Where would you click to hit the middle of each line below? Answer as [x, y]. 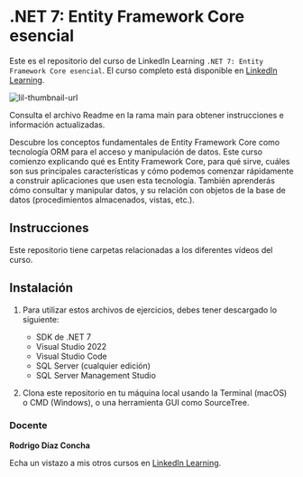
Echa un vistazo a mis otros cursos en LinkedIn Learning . [115, 463]
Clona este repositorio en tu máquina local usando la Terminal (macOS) [155, 393]
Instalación [41, 288]
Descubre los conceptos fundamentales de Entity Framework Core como [145, 142]
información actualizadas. [57, 125]
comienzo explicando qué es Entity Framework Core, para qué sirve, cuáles [150, 161]
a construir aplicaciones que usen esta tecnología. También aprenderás [142, 180]
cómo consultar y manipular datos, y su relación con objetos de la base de [147, 190]
